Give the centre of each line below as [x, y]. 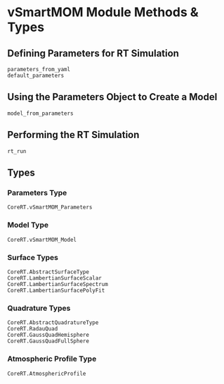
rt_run [17, 151]
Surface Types [33, 257]
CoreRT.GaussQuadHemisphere [48, 335]
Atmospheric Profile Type [52, 359]
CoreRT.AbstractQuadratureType [53, 323]
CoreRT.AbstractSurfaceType [48, 272]
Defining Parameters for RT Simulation [93, 53]
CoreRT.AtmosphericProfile [47, 373]
